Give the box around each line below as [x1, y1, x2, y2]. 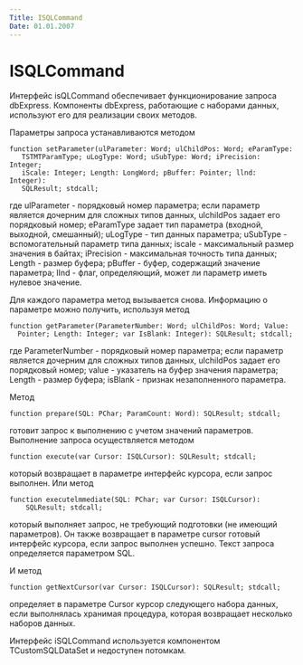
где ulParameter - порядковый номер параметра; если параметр [9, 200, 260, 211]
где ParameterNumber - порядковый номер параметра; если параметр [9, 346, 284, 356]
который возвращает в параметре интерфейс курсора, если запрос [9, 468, 273, 480]
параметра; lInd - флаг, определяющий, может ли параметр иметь [9, 268, 268, 279]
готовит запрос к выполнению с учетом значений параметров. [9, 425, 254, 436]
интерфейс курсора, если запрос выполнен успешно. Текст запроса [9, 538, 275, 549]
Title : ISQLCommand [9, 13, 83, 23]
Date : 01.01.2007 [9, 22, 75, 31]
